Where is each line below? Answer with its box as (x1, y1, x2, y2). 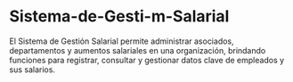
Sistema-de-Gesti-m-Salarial (9, 6, 230, 27)
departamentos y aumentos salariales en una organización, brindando (9, 45, 266, 55)
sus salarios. (9, 64, 56, 75)
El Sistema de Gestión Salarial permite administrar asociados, (9, 36, 234, 46)
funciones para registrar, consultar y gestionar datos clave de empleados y (9, 54, 285, 65)
